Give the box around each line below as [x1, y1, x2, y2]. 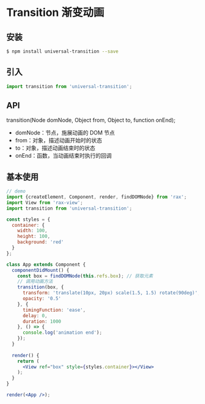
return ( [17, 358, 40, 364]
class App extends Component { [6, 261, 86, 268]
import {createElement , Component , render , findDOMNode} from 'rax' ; [6, 194, 187, 200]
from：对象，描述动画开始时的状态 [15, 137, 103, 144]
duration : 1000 [22, 318, 62, 325]
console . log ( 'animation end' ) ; [22, 329, 103, 336]
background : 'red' [17, 239, 64, 245]
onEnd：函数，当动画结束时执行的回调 [15, 152, 112, 160]
